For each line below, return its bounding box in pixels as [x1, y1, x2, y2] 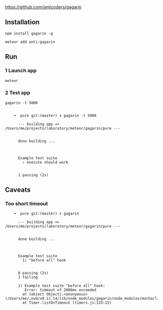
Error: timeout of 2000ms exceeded [24, 288, 97, 293]
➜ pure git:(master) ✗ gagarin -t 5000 [14, 113, 97, 118]
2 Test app [5, 89, 31, 96]
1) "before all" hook [22, 258, 66, 263]
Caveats [5, 186, 31, 194]
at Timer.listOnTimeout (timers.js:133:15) [22, 300, 112, 305]
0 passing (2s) [17, 271, 49, 276]
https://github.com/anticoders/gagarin [5, 4, 81, 10]
